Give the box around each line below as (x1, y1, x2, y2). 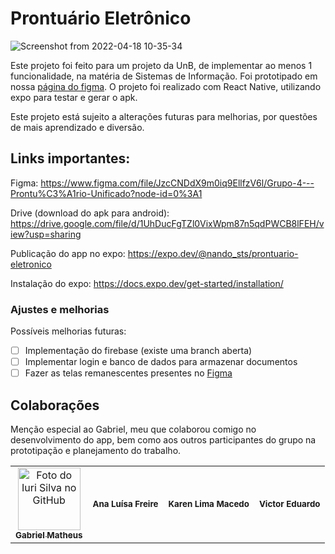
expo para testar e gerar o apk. (10, 91, 138, 103)
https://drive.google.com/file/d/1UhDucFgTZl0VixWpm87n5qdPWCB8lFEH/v (10, 217, 325, 229)
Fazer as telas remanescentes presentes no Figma (24, 367, 233, 379)
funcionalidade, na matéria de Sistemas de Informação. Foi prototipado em (10, 70, 318, 82)
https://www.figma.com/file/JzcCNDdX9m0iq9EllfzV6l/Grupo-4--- (40, 177, 315, 189)
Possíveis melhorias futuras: (10, 325, 127, 337)
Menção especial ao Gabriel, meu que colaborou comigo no (10, 423, 257, 436)
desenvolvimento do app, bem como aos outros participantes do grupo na (10, 434, 317, 446)
